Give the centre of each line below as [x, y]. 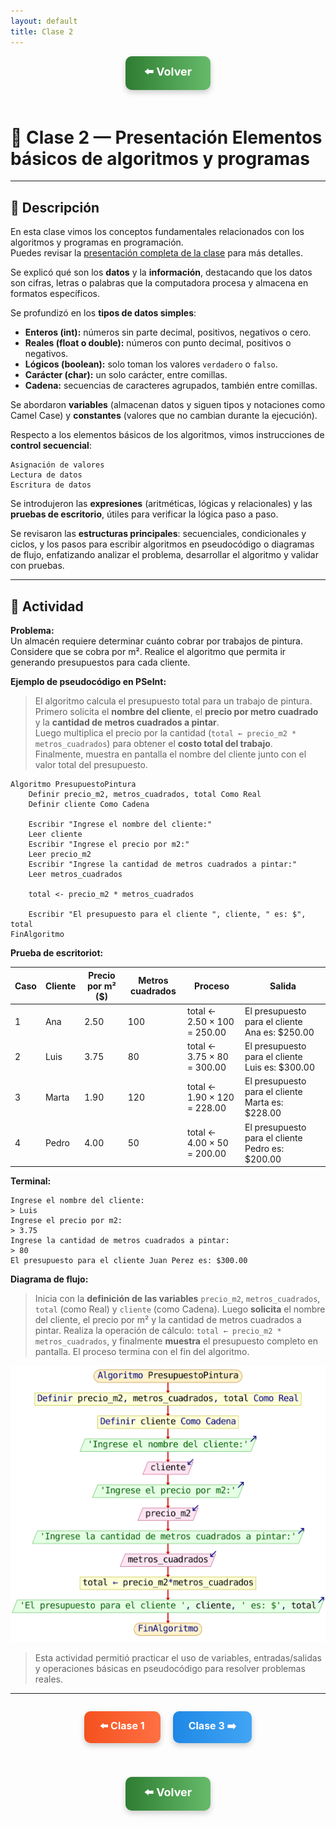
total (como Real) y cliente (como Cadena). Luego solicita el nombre [180, 1309]
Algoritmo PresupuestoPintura [73, 785]
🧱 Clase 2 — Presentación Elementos [166, 137]
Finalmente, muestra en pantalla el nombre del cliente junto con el [170, 754]
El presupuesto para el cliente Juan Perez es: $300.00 [129, 1261]
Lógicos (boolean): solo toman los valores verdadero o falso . [151, 364]
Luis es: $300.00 [279, 1067]
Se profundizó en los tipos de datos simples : [103, 313]
